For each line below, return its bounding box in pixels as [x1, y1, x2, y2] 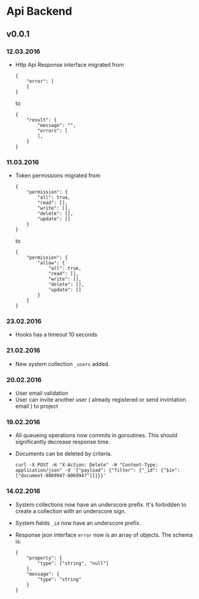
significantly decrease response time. [15, 438, 110, 446]
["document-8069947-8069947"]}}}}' [15, 473, 107, 479]
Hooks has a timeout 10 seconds [15, 331, 98, 338]
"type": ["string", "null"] [37, 560, 109, 567]
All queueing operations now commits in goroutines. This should [15, 432, 178, 439]
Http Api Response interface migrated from [15, 61, 124, 68]
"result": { [26, 116, 57, 123]
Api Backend [6, 4, 72, 18]
